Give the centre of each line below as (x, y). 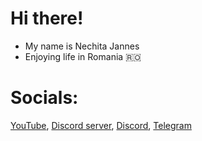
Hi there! (47, 18)
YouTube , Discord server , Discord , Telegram (101, 125)
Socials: (44, 98)
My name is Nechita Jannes (82, 46)
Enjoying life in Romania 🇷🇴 (83, 56)
